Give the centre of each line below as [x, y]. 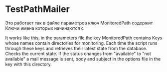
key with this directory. [29, 64]
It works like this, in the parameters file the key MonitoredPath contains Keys [84, 38]
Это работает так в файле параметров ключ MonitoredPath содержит [79, 23]
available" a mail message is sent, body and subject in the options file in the [83, 59]
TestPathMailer [37, 9]
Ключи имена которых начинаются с [44, 28]
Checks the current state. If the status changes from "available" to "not [78, 54]
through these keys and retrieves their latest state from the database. [76, 48]
